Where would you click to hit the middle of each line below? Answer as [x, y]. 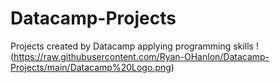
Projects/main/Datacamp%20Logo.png [91, 67]
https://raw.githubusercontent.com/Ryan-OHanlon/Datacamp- [141, 56]
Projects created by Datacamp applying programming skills [132, 46]
